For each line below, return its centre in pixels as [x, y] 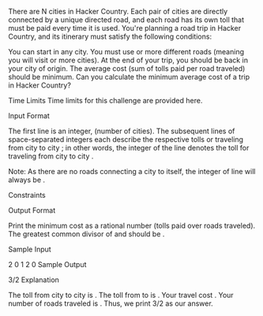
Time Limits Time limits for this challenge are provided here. [105, 100]
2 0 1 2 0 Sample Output [47, 264]
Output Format [32, 210]
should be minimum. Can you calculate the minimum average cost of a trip [129, 77]
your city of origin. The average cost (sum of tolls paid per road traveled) [127, 69]
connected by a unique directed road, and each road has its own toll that [126, 20]
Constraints [27, 195]
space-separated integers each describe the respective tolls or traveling [126, 139]
